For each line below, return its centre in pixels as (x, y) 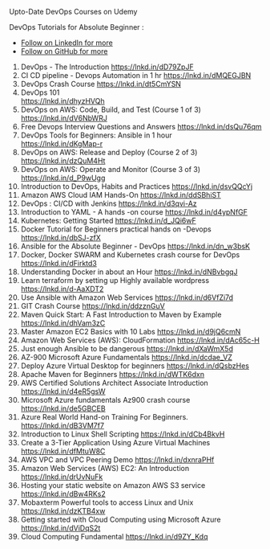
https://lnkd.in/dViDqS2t (60, 528)
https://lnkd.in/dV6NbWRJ (64, 118)
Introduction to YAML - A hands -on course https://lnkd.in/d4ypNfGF (134, 212)
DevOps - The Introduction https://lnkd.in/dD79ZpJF (107, 67)
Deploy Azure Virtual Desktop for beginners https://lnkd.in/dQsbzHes (135, 366)
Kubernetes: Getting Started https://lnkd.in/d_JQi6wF (109, 221)
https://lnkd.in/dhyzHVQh (62, 101)
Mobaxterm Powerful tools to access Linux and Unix (107, 502)
